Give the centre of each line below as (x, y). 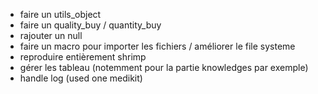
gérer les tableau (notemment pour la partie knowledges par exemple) (164, 67)
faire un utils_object (60, 14)
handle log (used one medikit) (81, 78)
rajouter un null (51, 35)
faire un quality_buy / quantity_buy (90, 25)
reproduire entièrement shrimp (83, 57)
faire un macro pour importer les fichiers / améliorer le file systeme (157, 46)
